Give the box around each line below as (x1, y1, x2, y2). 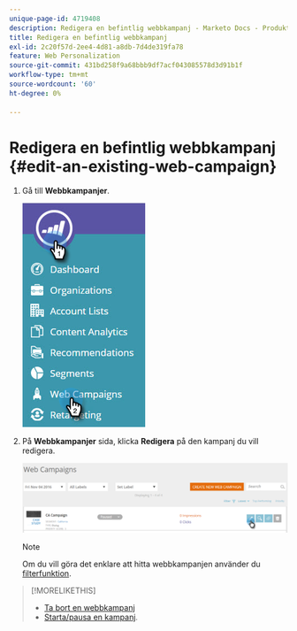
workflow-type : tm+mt (9, 71, 89, 80)
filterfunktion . (21, 567, 72, 579)
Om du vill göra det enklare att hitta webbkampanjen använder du (21, 558, 261, 569)
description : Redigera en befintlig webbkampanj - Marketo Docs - (9, 23, 259, 33)
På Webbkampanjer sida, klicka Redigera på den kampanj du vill (21, 436, 259, 447)
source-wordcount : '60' (9, 80, 97, 88)
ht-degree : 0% (9, 88, 62, 97)
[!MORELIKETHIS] (30, 585, 96, 596)
